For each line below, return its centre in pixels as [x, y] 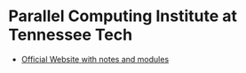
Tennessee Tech [71, 35]
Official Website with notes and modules [95, 59]
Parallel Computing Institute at [123, 16]
